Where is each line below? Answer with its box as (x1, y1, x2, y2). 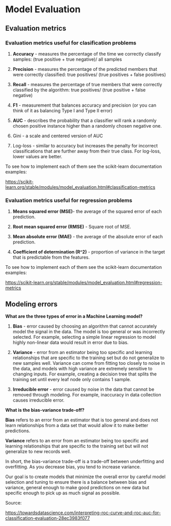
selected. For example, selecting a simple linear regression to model (12, 334, 156, 340)
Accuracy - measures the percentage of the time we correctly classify (12, 51, 161, 57)
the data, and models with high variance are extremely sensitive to (12, 365, 153, 371)
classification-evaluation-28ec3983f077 (5, 515, 90, 521)
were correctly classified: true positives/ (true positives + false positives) (12, 71, 166, 78)
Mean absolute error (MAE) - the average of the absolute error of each (12, 234, 163, 240)
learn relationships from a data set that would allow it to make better (5, 422, 149, 428)
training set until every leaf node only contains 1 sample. (12, 376, 131, 382)
